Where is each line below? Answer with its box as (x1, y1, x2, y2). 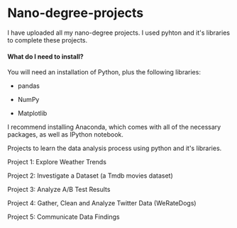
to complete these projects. (7, 35, 88, 44)
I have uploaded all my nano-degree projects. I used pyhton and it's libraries (7, 28, 231, 37)
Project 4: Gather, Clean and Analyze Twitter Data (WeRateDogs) (7, 199, 197, 207)
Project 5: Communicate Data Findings (7, 212, 120, 221)
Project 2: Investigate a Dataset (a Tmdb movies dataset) (7, 171, 174, 180)
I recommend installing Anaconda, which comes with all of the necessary (7, 122, 221, 132)
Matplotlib (17, 109, 48, 118)
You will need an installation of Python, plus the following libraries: (7, 68, 201, 76)
